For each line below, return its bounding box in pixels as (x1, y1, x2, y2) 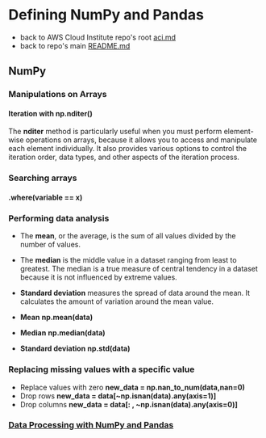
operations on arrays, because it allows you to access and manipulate (25, 135, 258, 145)
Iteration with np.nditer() (8, 108, 93, 118)
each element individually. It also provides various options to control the (8, 144, 247, 154)
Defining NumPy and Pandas (8, 6, 204, 24)
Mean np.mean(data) (19, 313, 94, 322)
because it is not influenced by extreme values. (19, 272, 177, 282)
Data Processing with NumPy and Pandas (8, 419, 174, 431)
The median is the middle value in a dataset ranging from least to (19, 255, 237, 265)
